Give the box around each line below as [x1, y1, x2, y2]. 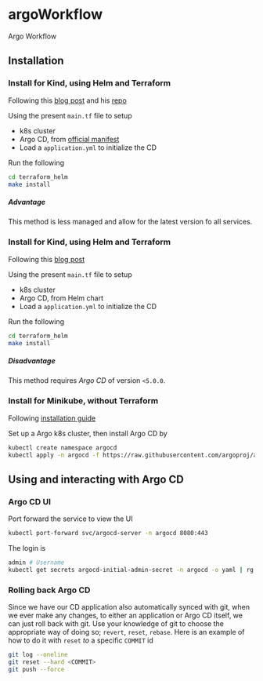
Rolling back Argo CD [8, 584, 91, 595]
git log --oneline [8, 651, 68, 659]
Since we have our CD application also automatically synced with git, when [8, 603, 250, 612]
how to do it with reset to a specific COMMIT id [8, 635, 154, 645]
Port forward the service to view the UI [8, 514, 133, 523]
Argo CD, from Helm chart [19, 293, 104, 303]
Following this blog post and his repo [8, 96, 127, 105]
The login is [8, 543, 46, 552]
